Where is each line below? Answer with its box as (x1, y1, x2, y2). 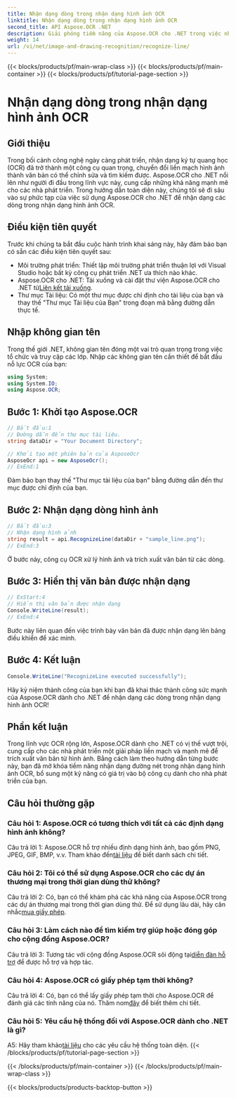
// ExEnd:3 (7, 542, 39, 549)
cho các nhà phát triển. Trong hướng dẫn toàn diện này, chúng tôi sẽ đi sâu (7, 186, 225, 194)
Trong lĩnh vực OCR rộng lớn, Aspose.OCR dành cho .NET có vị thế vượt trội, (7, 739, 228, 748)
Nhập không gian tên (7, 326, 100, 338)
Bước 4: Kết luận (7, 654, 81, 666)
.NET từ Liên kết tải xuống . (17, 283, 93, 292)
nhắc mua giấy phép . (7, 908, 67, 917)
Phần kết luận (7, 721, 68, 733)
